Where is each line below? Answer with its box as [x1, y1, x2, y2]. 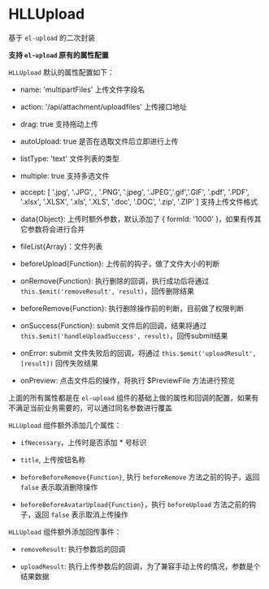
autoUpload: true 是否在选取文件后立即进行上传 [20, 136, 179, 146]
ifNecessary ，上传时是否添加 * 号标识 [20, 437, 147, 447]
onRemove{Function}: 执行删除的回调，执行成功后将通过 [20, 275, 210, 285]
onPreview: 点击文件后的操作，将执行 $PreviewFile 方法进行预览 [20, 375, 236, 385]
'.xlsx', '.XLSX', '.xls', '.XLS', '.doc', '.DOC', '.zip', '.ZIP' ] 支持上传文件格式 [20, 197, 258, 206]
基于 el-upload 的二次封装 [8, 32, 96, 42]
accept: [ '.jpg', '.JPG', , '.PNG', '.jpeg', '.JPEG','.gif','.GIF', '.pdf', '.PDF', [20, 187, 249, 197]
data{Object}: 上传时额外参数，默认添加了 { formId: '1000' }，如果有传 [20, 214, 254, 223]
